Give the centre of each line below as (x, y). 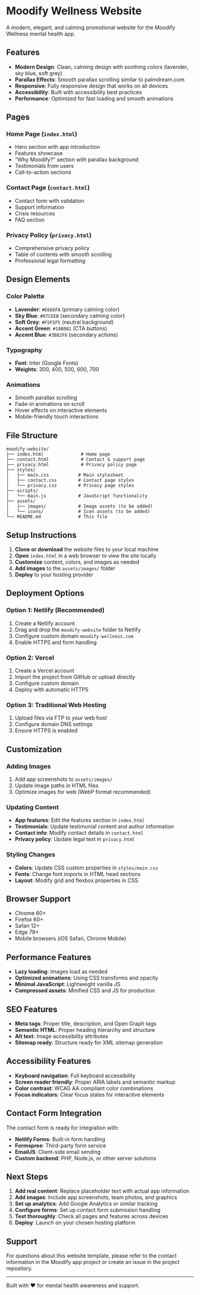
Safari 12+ (27, 926)
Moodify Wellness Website (74, 11)
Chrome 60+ (30, 913)
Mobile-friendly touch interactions (57, 417)
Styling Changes (31, 855)
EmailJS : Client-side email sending (58, 1152)
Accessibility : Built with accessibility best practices (78, 92)
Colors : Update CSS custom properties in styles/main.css (87, 868)
